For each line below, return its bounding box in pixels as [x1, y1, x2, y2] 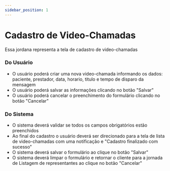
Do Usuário [5, 59, 33, 66]
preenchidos [12, 128, 39, 134]
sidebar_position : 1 [5, 7, 49, 13]
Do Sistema [5, 110, 34, 117]
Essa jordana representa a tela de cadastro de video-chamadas [5, 46, 138, 53]
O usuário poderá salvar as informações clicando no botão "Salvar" [12, 87, 154, 93]
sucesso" [12, 144, 33, 150]
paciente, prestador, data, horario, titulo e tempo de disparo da [12, 76, 144, 82]
